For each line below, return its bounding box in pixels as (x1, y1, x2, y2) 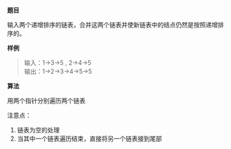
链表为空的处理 (16, 126, 60, 134)
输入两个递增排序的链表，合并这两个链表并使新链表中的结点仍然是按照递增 (7, 21, 218, 29)
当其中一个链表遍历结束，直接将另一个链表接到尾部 (16, 135, 162, 143)
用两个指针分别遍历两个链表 (7, 97, 86, 105)
